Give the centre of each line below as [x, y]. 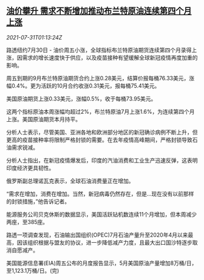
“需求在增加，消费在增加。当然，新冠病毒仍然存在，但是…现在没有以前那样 [100, 194]
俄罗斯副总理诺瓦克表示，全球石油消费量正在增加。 [70, 181]
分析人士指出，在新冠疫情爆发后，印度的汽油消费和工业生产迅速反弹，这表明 [102, 160]
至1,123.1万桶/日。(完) [33, 270]
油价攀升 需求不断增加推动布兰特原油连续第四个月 [99, 11]
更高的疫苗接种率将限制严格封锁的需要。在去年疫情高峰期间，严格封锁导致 [99, 139]
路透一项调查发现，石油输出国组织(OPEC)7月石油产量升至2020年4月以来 [97, 235]
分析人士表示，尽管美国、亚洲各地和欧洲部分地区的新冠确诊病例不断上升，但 [102, 132]
